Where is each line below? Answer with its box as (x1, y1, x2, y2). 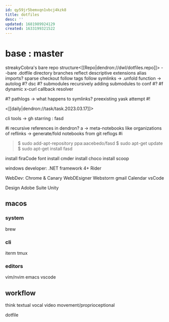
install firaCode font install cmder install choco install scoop (5, 155, 130, 162)
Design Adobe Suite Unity (5, 185, 59, 191)
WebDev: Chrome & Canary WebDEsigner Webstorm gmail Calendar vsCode (5, 175, 164, 181)
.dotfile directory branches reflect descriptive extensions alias (18, 70, 147, 76)
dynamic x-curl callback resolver (5, 86, 74, 92)
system (5, 214, 24, 222)
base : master (5, 48, 64, 60)
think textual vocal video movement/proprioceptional (5, 302, 115, 308)
